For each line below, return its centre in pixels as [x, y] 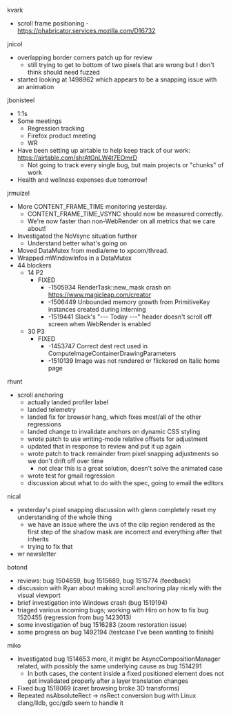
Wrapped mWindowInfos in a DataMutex [74, 258]
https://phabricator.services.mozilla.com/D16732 [86, 31]
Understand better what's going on [77, 243]
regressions [44, 424]
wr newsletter [37, 554]
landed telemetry [51, 410]
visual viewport [39, 595]
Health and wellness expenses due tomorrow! [82, 180]
